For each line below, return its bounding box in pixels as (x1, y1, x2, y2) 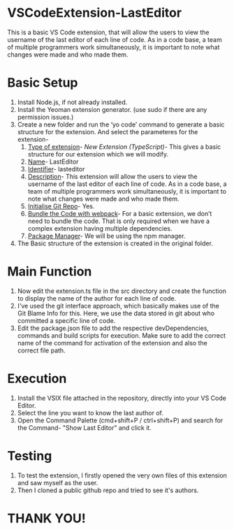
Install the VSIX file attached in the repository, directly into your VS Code (17, 394, 227, 402)
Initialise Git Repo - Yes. (27, 201, 95, 210)
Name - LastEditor (27, 157, 79, 166)
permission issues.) (17, 113, 74, 121)
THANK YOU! (7, 510, 86, 526)
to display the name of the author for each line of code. (17, 294, 177, 302)
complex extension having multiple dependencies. (27, 224, 173, 232)
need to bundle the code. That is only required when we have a (27, 217, 210, 225)
